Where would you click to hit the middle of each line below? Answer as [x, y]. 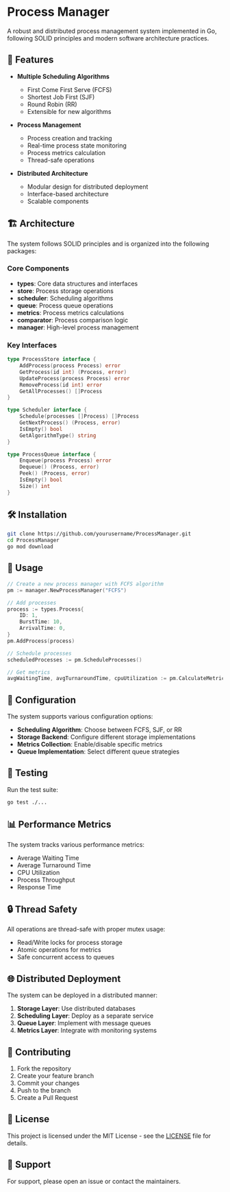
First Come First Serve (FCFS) [69, 89]
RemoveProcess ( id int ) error [61, 385]
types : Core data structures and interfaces [77, 283]
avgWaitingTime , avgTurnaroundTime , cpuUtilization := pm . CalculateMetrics [117, 679]
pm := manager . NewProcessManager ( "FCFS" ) [67, 590]
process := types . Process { [46, 609]
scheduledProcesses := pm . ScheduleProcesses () [75, 659]
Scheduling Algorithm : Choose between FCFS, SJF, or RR [100, 730]
